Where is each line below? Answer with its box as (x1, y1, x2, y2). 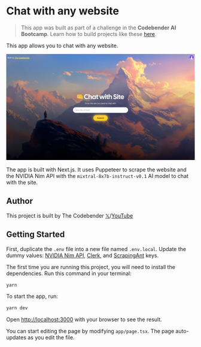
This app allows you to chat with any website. (6, 42, 118, 49)
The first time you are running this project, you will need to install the (6, 263, 175, 270)
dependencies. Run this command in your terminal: (6, 270, 132, 277)
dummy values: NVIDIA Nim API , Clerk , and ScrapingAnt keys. (6, 252, 159, 259)
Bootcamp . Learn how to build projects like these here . (20, 30, 157, 37)
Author (6, 196, 33, 206)
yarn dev (6, 305, 28, 311)
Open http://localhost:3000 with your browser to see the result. (6, 316, 163, 323)
